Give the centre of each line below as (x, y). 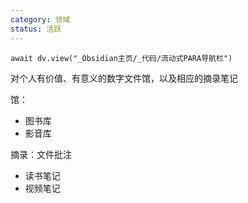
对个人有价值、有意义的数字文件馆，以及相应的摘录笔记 (124, 78)
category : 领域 (40, 19)
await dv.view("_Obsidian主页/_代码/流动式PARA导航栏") (121, 58)
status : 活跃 (36, 29)
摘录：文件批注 (41, 154)
